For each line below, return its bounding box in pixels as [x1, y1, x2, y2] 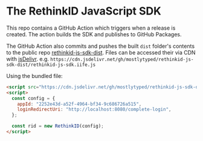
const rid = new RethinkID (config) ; [11, 123, 104, 130]
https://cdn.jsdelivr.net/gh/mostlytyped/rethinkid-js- [50, 56, 194, 62]
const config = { [11, 95, 56, 101]
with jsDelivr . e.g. [6, 55, 50, 62]
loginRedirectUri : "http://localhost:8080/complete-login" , [17, 107, 172, 113]
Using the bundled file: [6, 72, 63, 79]
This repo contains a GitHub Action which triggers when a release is [6, 24, 176, 31]
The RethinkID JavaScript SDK [6, 4, 161, 18]
